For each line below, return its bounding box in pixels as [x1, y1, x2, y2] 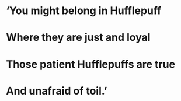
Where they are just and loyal [6, 31, 151, 44]
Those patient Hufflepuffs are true [6, 57, 176, 71]
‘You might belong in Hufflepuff [6, 4, 162, 18]
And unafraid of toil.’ [6, 84, 107, 97]
